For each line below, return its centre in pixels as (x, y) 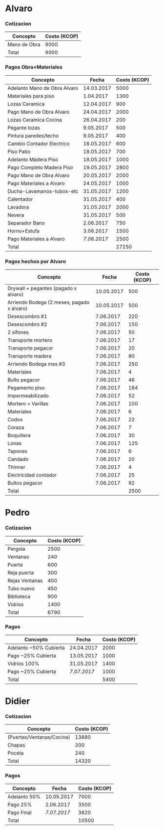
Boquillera (19, 436)
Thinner (16, 467)
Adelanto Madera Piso (33, 159)
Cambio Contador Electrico (39, 144)
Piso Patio (19, 151)
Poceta (16, 753)
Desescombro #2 (27, 324)
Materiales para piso (31, 96)
